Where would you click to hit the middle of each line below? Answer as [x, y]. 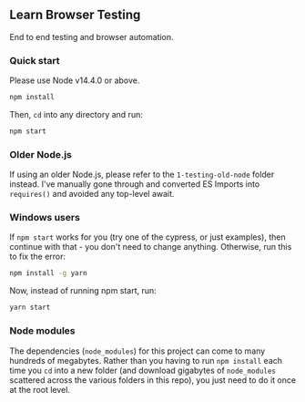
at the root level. [40, 389]
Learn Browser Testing [75, 15]
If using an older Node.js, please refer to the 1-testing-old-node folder [142, 175]
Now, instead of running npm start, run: [83, 291]
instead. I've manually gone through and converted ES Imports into [135, 184]
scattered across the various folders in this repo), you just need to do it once [153, 380]
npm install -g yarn [49, 273]
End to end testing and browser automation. [92, 36]
